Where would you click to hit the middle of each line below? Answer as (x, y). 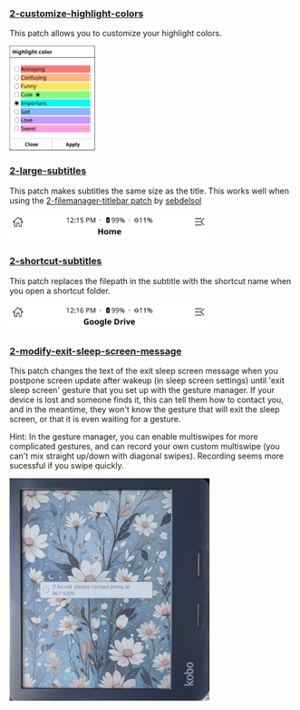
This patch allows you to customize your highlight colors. (116, 34)
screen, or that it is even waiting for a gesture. (95, 419)
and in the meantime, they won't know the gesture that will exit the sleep (145, 409)
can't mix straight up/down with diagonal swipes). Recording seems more (147, 456)
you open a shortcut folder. (60, 291)
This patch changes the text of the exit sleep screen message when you (144, 371)
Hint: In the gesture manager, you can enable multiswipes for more (134, 437)
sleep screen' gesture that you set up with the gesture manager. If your (142, 390)
